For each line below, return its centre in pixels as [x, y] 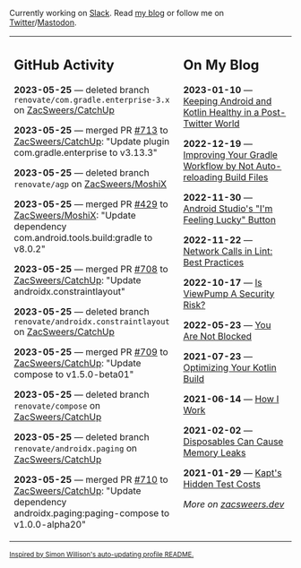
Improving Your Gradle [230, 154]
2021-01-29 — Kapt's [232, 472]
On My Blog [221, 65]
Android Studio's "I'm [228, 208]
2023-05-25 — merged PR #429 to [91, 203]
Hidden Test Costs [222, 484]
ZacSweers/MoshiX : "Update [75, 215]
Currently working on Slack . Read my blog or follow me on [117, 13]
